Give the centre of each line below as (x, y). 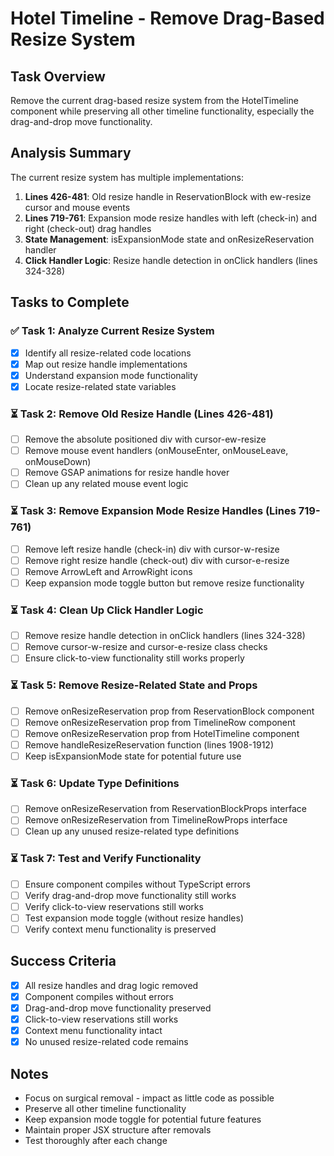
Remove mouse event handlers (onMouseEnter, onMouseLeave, (156, 451)
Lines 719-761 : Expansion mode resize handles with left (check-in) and (170, 218)
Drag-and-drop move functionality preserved (118, 1008)
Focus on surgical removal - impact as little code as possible (149, 1098)
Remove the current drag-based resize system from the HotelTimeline (154, 100)
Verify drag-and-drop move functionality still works (130, 895)
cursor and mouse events (77, 207)
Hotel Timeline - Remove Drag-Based (167, 18)
